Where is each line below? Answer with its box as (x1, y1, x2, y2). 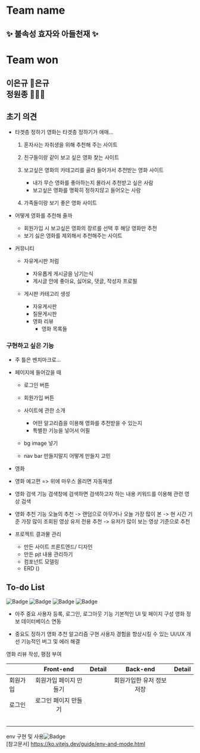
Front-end (43, 665, 74, 674)
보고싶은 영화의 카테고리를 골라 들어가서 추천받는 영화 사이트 (23, 166, 164, 173)
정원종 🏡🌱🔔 (6, 89, 46, 100)
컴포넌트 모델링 (23, 558, 60, 565)
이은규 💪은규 (6, 78, 49, 88)
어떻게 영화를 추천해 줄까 (14, 212, 73, 219)
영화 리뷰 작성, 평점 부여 (6, 650, 62, 658)
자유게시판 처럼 (23, 257, 60, 264)
